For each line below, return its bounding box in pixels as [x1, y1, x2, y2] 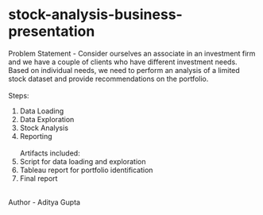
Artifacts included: [19, 148, 81, 158]
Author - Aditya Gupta [8, 197, 81, 207]
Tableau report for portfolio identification [19, 165, 153, 175]
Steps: [8, 90, 29, 100]
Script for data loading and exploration [19, 156, 146, 166]
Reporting [19, 131, 53, 140]
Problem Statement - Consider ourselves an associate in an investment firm [8, 48, 256, 58]
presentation [8, 22, 95, 40]
